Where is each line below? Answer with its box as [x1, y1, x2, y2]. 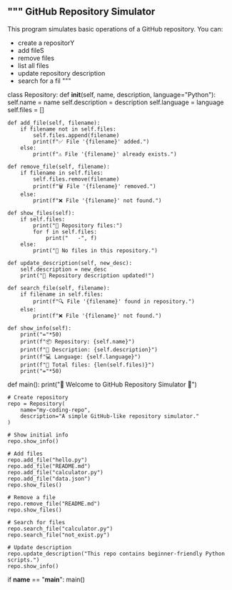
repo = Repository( [7, 400, 66, 407]
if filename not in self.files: [20, 125, 116, 133]
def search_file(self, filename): [7, 284, 111, 291]
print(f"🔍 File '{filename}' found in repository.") [33, 298, 195, 305]
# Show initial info [7, 431, 69, 439]
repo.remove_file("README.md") [7, 500, 101, 507]
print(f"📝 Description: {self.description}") [20, 346, 158, 353]
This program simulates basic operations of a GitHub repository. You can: [7, 24, 223, 33]
